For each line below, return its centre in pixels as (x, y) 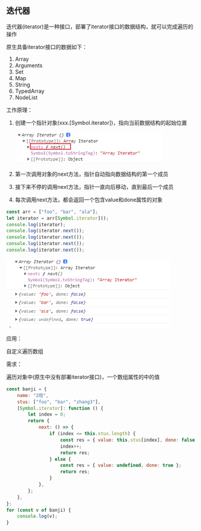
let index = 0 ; (47, 415)
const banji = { (26, 389)
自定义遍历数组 (25, 351)
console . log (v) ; (38, 517)
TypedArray (30, 91)
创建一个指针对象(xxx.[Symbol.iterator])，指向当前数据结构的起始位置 (101, 122)
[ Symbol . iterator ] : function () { (60, 408)
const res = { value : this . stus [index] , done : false (128, 440)
